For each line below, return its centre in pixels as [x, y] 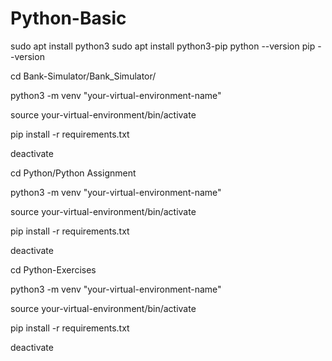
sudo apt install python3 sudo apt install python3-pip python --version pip [163, 46]
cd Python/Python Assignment [73, 173]
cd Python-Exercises [53, 269]
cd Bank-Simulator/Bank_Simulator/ [83, 76]
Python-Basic [68, 18]
